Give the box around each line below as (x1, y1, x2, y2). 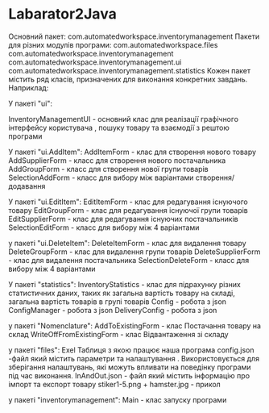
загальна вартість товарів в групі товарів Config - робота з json (8, 296, 227, 307)
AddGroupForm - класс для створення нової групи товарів (8, 164, 209, 173)
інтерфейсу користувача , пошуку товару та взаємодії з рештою (8, 123, 230, 132)
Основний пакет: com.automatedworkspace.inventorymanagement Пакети (8, 31, 260, 41)
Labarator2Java (8, 5, 117, 23)
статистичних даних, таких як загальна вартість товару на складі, (8, 288, 235, 298)
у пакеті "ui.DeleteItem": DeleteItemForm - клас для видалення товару (8, 238, 247, 248)
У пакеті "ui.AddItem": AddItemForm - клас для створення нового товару (8, 147, 256, 156)
